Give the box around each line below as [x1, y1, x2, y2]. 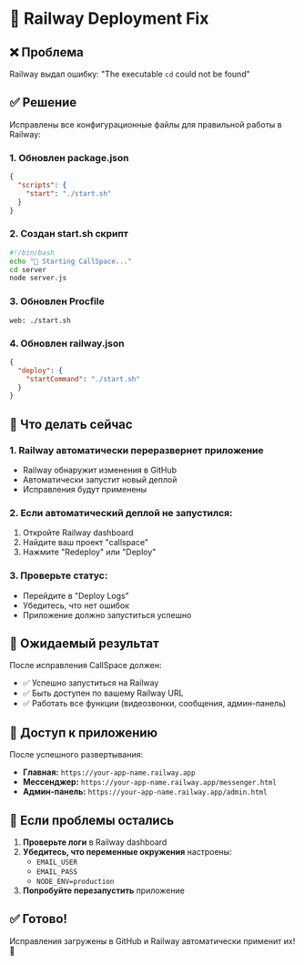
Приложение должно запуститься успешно [22, 609, 192, 620]
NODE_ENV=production [35, 877, 115, 886]
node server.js [9, 273, 67, 283]
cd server [9, 265, 47, 274]
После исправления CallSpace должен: [9, 660, 162, 671]
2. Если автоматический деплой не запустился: [9, 506, 233, 519]
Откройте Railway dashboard [22, 527, 134, 538]
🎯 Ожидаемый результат [9, 635, 159, 651]
